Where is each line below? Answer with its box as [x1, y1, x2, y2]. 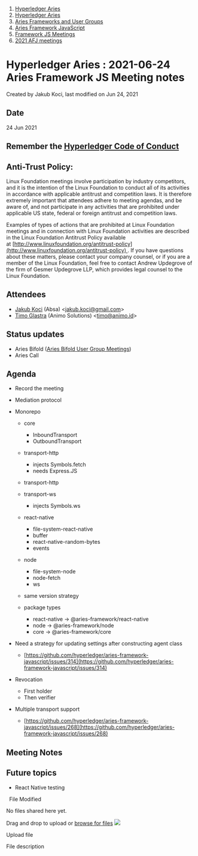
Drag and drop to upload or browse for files [6, 819, 114, 827]
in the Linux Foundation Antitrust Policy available [6, 234, 126, 241]
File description [6, 843, 45, 850]
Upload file [6, 831, 33, 838]
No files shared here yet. [6, 807, 67, 814]
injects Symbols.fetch [32, 461, 86, 468]
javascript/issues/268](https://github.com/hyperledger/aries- [23, 723, 175, 731]
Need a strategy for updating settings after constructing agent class [14, 640, 182, 647]
